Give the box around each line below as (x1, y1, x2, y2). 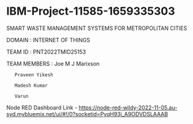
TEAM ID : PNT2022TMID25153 (6, 48, 86, 56)
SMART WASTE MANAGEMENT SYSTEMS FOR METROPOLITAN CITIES (6, 24, 187, 32)
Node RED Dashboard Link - (6, 104, 78, 111)
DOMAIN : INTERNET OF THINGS (6, 36, 91, 43)
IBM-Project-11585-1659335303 (6, 4, 175, 18)
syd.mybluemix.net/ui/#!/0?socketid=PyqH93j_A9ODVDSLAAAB (6, 110, 168, 117)
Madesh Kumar (14, 82, 48, 89)
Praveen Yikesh (14, 71, 53, 78)
